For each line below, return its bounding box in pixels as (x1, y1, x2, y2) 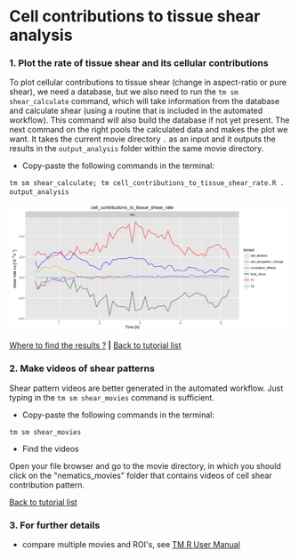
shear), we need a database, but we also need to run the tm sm (9, 86, 238, 97)
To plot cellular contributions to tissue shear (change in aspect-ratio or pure (9, 77, 287, 88)
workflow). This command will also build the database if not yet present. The (9, 115, 290, 125)
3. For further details (9, 519, 101, 531)
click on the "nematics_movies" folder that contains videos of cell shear (9, 470, 273, 481)
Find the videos (21, 443, 79, 454)
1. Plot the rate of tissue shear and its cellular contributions (9, 57, 269, 69)
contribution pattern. (9, 479, 85, 490)
